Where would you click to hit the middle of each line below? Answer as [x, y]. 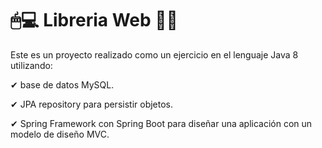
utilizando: [31, 65]
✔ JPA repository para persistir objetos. [92, 104]
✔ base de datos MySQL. [62, 84]
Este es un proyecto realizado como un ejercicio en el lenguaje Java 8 [154, 54]
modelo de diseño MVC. [60, 134]
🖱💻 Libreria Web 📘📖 [94, 20]
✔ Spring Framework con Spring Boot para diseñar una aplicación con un [161, 123]
